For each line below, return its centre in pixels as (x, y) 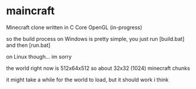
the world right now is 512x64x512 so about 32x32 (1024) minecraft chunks (98, 68)
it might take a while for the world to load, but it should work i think (87, 80)
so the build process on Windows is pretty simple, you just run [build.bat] (95, 39)
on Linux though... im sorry (39, 56)
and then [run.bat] (28, 45)
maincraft (30, 11)
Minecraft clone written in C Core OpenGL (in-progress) (74, 27)
